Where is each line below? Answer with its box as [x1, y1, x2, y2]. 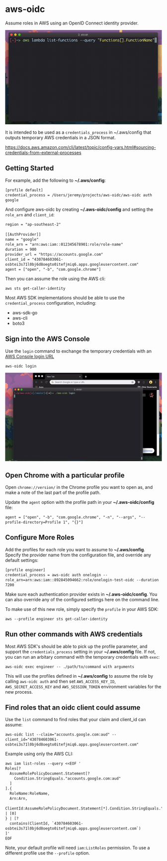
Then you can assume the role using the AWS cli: [5, 276, 106, 282]
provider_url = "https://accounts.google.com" [5, 252, 103, 257]
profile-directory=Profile [5, 520, 61, 525]
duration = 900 [5, 247, 37, 252]
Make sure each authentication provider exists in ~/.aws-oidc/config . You [5, 591, 158, 597]
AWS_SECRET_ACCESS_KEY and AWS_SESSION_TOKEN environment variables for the [5, 683, 162, 690]
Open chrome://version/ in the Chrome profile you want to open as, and [5, 484, 153, 490]
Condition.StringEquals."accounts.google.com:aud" [14, 776, 121, 781]
